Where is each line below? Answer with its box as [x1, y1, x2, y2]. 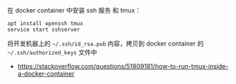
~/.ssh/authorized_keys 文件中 [7, 48, 97, 56]
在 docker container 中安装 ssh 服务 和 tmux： [7, 6, 142, 14]
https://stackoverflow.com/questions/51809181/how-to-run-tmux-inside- [17, 62, 229, 70]
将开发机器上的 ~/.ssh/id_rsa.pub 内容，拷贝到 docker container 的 [7, 39, 204, 48]
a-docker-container [17, 69, 75, 78]
